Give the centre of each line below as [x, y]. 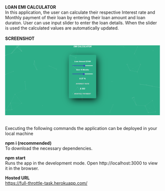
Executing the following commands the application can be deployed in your [81, 128]
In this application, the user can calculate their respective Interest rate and [80, 12]
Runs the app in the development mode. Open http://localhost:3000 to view [82, 163]
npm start [15, 158]
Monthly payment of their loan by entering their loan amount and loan [75, 17]
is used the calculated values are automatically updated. [62, 28]
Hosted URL [17, 178]
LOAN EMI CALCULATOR [31, 7]
